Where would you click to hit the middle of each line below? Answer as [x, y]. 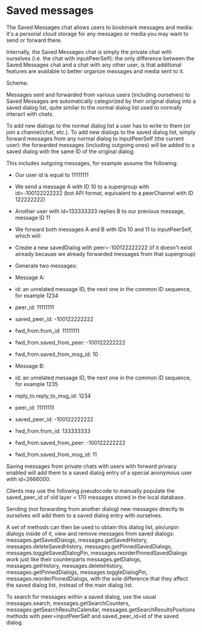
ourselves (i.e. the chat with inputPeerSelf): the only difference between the [100, 58]
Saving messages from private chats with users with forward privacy [91, 466]
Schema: [17, 83]
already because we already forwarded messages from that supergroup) [105, 254]
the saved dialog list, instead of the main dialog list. [70, 585]
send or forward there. [34, 40]
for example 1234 [36, 295]
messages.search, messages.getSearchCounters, [68, 603]
